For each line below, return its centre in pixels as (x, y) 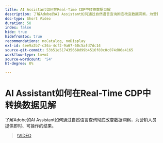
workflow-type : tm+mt (27, 55)
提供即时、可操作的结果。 (31, 126)
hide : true (16, 32)
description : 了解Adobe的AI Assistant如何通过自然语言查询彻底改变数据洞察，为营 (81, 14)
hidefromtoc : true (24, 37)
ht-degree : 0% (19, 64)
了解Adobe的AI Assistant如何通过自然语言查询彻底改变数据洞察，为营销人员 (81, 120)
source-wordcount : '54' (29, 59)
